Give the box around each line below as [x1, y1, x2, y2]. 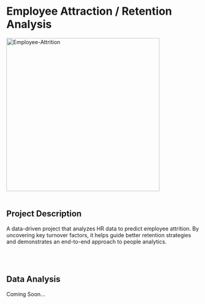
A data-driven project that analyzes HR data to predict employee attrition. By [6, 225, 199, 232]
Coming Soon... [6, 290, 46, 298]
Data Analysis [6, 274, 61, 284]
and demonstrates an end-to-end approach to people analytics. [6, 238, 167, 245]
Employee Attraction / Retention [6, 4, 173, 18]
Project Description [6, 208, 82, 219]
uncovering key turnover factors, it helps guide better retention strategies [6, 231, 192, 238]
